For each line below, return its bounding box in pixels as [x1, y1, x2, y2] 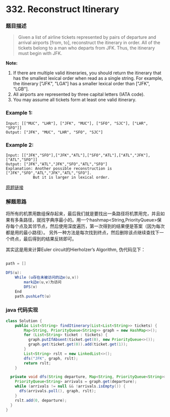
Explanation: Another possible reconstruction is [6, 166, 112, 171]
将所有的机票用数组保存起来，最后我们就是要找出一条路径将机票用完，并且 [6, 211, 160, 217]
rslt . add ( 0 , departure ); [15, 398, 67, 403]
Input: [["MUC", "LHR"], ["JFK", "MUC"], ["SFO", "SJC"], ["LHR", [6, 121, 148, 126]
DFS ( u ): [6, 270, 22, 276]
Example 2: [6, 141, 34, 148]
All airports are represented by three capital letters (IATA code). [13, 91, 145, 97]
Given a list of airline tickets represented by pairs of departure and [18, 34, 156, 40]
